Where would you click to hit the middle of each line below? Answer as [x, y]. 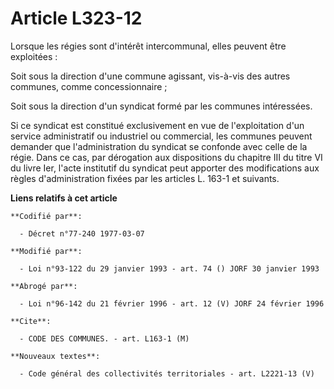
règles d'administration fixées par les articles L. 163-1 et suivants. [145, 178]
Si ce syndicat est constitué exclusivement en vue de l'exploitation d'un [157, 125]
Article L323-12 [76, 18]
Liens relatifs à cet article [64, 198]
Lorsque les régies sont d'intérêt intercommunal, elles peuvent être [148, 46]
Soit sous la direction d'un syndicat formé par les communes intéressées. [161, 106]
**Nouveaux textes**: [55, 356]
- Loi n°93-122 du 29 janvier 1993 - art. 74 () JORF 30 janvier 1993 [169, 268]
